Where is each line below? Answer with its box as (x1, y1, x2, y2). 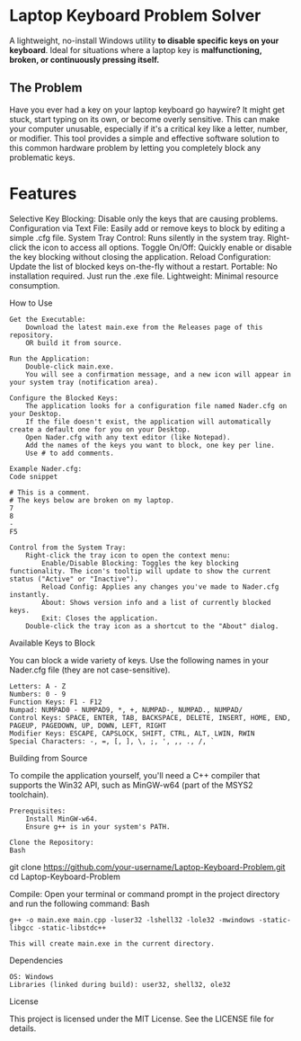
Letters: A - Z (9, 681, 66, 690)
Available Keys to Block (9, 637, 96, 648)
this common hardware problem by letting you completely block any (9, 142, 261, 153)
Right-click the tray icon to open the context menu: (25, 550, 231, 560)
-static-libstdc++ (37, 923, 106, 932)
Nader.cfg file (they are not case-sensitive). (9, 664, 171, 675)
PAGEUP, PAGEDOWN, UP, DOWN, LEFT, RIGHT (9, 721, 167, 730)
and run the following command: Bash (9, 898, 150, 909)
